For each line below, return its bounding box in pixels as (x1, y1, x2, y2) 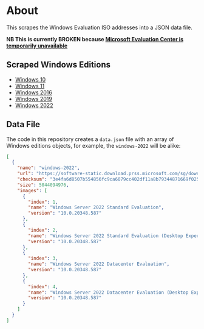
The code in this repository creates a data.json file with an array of (6, 135, 174, 143)
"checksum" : (17, 176, 47, 182)
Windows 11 (15, 82, 45, 89)
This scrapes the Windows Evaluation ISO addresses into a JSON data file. (6, 24, 193, 31)
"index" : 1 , (28, 199, 59, 205)
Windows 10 (15, 75, 46, 83)
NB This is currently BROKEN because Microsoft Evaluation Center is (6, 35, 184, 43)
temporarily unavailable (6, 42, 68, 49)
